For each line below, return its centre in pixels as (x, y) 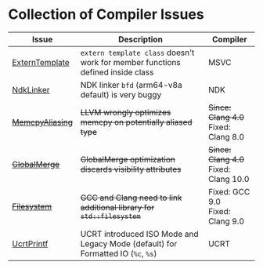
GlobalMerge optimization (128, 159)
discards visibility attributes (131, 169)
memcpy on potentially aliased (137, 122)
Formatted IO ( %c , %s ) (119, 253)
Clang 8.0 (227, 136)
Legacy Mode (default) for (129, 243)
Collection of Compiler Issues (106, 15)
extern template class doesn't (137, 53)
